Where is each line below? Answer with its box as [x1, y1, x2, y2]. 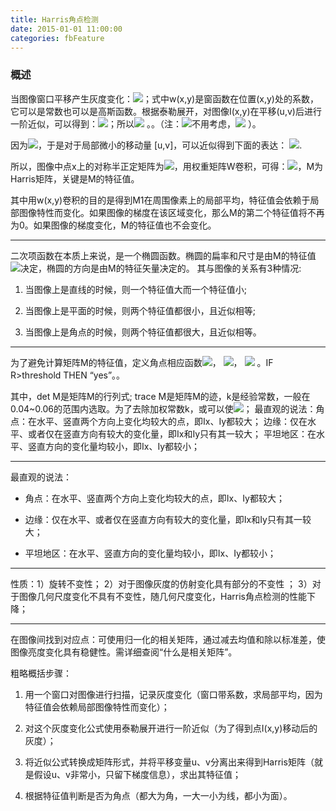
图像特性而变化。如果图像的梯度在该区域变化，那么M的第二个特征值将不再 [18, 206, 325, 218]
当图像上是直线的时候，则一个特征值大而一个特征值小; [24, 283, 248, 295]
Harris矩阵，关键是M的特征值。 [10, 172, 140, 185]
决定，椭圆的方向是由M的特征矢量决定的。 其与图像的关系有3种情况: [20, 262, 302, 274]
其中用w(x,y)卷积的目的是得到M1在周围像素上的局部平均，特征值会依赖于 [10, 194, 311, 206]
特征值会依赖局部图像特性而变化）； [24, 701, 170, 713]
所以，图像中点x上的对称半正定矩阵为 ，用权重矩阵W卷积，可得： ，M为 [10, 160, 324, 172]
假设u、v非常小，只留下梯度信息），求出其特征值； [33, 768, 242, 780]
